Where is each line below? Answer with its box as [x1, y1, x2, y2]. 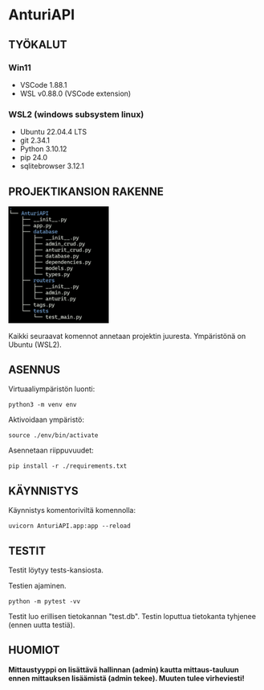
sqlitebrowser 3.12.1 [19, 161, 85, 171]
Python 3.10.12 [19, 144, 67, 154]
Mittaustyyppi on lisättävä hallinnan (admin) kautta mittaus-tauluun [8, 664, 239, 674]
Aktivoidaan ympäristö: [8, 415, 84, 424]
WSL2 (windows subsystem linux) [8, 109, 144, 120]
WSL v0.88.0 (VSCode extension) [19, 89, 132, 98]
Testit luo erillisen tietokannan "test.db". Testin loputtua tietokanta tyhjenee [8, 612, 257, 622]
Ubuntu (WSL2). [8, 340, 62, 349]
